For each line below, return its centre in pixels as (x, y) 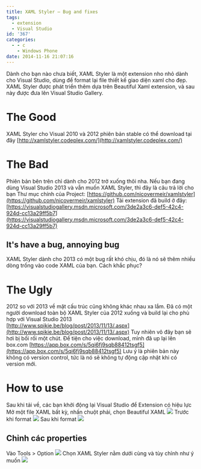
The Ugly (29, 290)
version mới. (22, 364)
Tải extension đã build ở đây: (152, 200)
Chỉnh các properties (47, 438)
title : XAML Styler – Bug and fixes (52, 12)
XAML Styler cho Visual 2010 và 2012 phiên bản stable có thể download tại (99, 133)
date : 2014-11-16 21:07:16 (40, 57)
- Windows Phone (38, 51)
